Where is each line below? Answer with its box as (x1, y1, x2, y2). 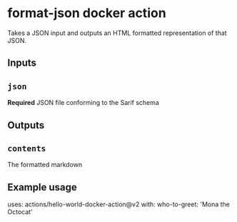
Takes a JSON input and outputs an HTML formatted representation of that (7, 29, 227, 37)
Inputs (7, 57, 37, 69)
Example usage (7, 181, 77, 193)
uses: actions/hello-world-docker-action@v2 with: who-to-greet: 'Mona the (7, 200, 231, 208)
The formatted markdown (7, 161, 83, 169)
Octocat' (7, 208, 34, 216)
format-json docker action (7, 5, 166, 21)
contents (7, 143, 46, 153)
